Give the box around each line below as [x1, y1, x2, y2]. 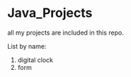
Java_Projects [7, 5, 93, 21]
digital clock [17, 55, 54, 64]
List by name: [7, 42, 47, 50]
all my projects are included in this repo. [7, 28, 124, 37]
